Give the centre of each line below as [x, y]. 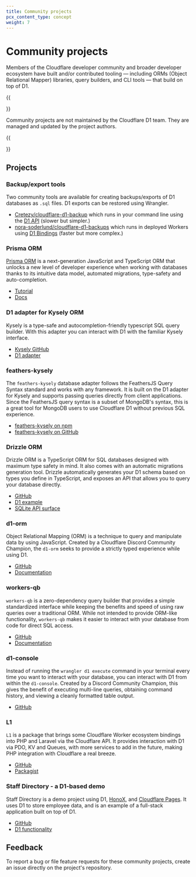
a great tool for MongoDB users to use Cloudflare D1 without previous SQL [96, 408]
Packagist [27, 771]
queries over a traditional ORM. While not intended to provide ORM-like [92, 613]
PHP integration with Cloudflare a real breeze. [61, 753]
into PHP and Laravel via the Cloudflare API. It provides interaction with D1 [95, 741]
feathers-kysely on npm [43, 426]
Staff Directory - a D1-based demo [56, 786]
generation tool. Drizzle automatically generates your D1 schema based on [96, 472]
